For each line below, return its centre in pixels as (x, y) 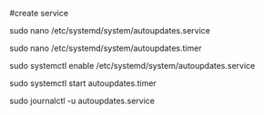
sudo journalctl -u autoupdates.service (82, 101)
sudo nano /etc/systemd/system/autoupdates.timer (106, 48)
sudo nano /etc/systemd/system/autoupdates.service (110, 30)
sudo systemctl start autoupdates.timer (83, 83)
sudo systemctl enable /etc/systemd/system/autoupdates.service (132, 66)
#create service (39, 13)
